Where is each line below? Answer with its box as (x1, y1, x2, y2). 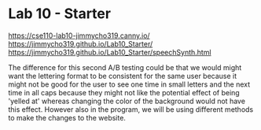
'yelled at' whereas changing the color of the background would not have (8, 96, 246, 106)
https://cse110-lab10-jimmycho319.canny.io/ (8, 31, 151, 40)
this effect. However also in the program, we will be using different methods (8, 104, 254, 114)
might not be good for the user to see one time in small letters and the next (8, 80, 251, 89)
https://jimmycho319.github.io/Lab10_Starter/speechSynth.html (8, 47, 211, 57)
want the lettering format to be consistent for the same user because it (8, 71, 237, 80)
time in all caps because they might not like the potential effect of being (8, 87, 240, 97)
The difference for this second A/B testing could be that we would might (8, 62, 242, 72)
